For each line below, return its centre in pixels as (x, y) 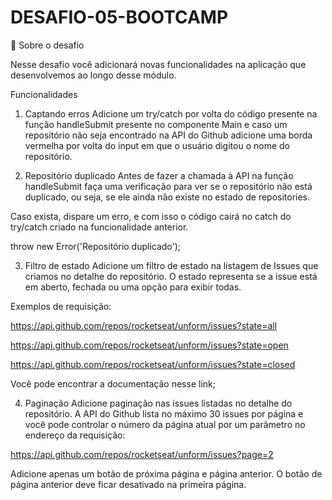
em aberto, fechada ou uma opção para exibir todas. (133, 287)
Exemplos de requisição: (61, 306)
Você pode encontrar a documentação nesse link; (113, 383)
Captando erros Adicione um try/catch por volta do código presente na (171, 113)
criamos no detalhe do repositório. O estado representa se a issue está (171, 276)
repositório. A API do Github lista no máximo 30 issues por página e (164, 413)
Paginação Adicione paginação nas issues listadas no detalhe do (158, 403)
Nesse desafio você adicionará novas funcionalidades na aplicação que (158, 64)
